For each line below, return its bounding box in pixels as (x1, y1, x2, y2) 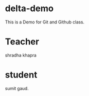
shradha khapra (5, 52, 36, 58)
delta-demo (5, 3, 54, 14)
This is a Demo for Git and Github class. (5, 19, 85, 25)
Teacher (5, 36, 39, 47)
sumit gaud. (5, 85, 29, 91)
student (5, 69, 37, 80)
